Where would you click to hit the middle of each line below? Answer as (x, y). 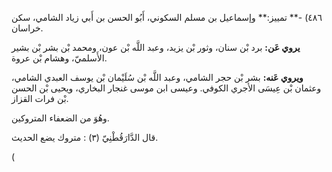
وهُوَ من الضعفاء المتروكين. (60, 118)
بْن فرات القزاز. (40, 98)
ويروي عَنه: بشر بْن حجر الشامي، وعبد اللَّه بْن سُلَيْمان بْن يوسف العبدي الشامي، (157, 77)
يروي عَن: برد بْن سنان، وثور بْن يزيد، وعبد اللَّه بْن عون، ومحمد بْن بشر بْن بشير (156, 47)
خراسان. (27, 28)
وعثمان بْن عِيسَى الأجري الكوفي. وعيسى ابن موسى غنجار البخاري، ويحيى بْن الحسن (166, 88)
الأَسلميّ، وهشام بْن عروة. (59, 58)
